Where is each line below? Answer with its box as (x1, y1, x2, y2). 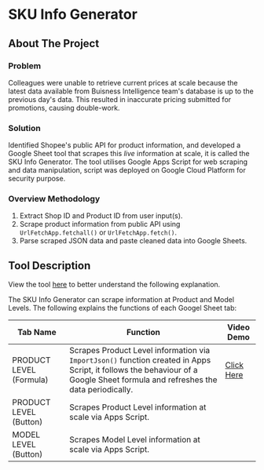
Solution (8, 122, 42, 133)
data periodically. (69, 384, 134, 395)
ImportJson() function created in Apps (69, 355, 211, 366)
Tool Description (8, 259, 91, 272)
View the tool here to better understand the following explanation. (8, 280, 221, 290)
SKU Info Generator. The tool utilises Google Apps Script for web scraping (8, 157, 248, 166)
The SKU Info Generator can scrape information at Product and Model (8, 295, 234, 304)
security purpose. (8, 174, 66, 184)
